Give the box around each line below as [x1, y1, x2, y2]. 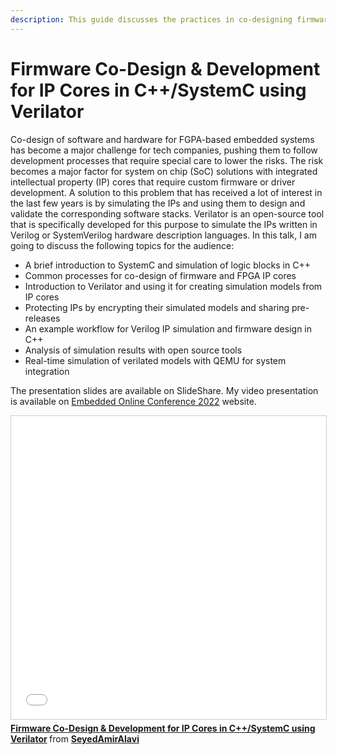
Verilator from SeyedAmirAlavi [10, 732, 140, 745]
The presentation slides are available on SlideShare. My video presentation [10, 384, 319, 396]
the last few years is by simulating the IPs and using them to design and [10, 197, 306, 209]
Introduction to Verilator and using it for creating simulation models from [24, 280, 323, 292]
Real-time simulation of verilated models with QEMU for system [24, 354, 287, 366]
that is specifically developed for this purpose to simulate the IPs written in [10, 218, 318, 230]
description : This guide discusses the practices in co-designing [10, 14, 293, 25]
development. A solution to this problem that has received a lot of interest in [10, 186, 323, 198]
